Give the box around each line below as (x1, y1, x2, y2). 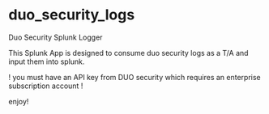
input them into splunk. (8, 57, 85, 66)
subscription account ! (8, 81, 83, 91)
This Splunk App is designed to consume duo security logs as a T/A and (8, 48, 249, 57)
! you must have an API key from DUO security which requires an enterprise (8, 72, 261, 82)
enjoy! (8, 96, 29, 106)
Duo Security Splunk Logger (8, 32, 103, 42)
